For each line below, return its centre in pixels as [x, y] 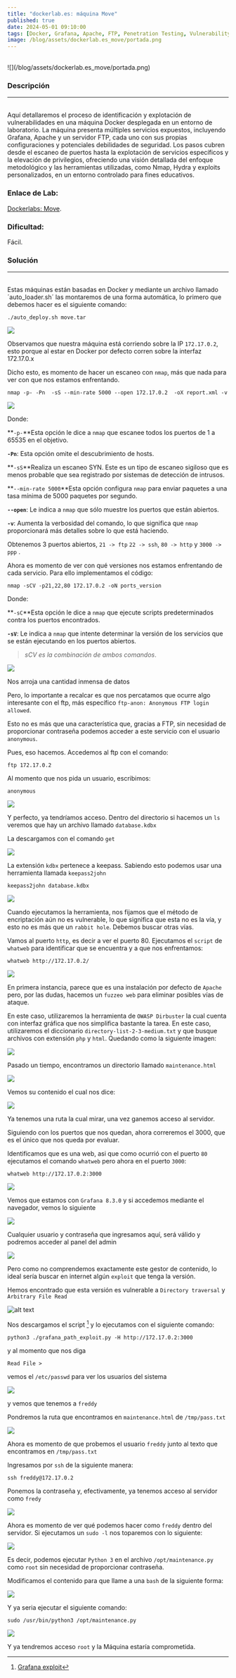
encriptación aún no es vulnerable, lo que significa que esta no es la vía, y [114, 920]
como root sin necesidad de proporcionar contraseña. [86, 1567]
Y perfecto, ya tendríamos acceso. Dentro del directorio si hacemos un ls [114, 818]
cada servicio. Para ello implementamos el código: [80, 573]
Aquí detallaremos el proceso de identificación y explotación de [99, 115]
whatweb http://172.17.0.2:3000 [54, 1174]
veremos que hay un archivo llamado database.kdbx [82, 825]
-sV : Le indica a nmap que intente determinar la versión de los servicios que [115, 633]
